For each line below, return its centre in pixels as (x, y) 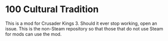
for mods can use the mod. (33, 34)
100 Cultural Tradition (52, 9)
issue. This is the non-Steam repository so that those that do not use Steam (84, 28)
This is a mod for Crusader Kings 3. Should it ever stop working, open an (81, 23)
